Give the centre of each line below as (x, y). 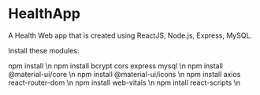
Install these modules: (44, 50)
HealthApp (45, 14)
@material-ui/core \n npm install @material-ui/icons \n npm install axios (124, 74)
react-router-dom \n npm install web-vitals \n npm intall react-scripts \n (124, 82)
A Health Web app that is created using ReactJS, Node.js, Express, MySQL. (130, 35)
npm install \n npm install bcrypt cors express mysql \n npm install (115, 66)
